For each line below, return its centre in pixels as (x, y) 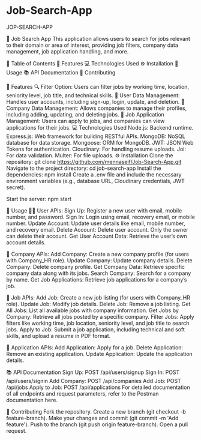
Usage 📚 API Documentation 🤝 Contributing (61, 72)
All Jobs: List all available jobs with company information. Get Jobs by (92, 310)
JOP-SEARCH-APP (29, 27)
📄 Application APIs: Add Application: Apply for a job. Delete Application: (95, 347)
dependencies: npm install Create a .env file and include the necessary (94, 174)
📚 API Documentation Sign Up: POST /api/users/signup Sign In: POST (93, 372)
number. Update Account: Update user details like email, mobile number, (96, 223)
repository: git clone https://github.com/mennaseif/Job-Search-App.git (94, 161)
